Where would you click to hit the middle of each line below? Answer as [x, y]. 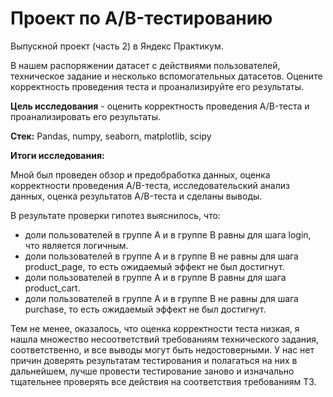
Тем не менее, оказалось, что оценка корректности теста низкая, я [155, 328]
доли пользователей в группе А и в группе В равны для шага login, [168, 234]
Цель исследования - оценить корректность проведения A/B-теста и [160, 106]
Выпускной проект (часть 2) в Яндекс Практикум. [117, 46]
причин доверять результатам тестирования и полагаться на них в [154, 360]
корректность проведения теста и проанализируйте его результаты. [157, 86]
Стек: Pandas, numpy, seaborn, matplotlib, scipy [111, 136]
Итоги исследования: [57, 155]
